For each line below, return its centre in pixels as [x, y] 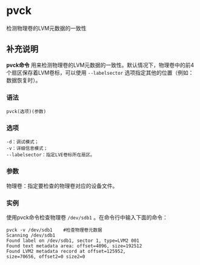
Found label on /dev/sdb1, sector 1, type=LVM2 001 [73, 241]
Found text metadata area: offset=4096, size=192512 [74, 246]
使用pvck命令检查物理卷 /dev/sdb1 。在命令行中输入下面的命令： [87, 217]
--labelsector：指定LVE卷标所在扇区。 [51, 155]
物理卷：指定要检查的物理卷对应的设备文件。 [62, 185]
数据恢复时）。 [24, 80]
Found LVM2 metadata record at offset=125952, [66, 251]
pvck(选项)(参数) [26, 112]
